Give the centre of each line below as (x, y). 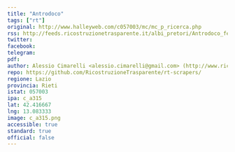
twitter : (20, 40)
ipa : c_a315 (24, 99)
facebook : (22, 46)
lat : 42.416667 (29, 105)
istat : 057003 (28, 92)
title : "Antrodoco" (36, 14)
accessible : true (33, 124)
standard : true (29, 131)
